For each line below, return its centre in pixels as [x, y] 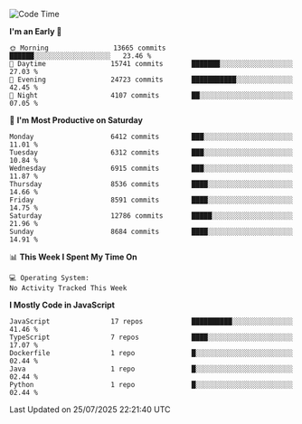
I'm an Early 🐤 [36, 31]
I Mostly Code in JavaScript [62, 305]
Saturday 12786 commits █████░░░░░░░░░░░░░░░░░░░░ [151, 216]
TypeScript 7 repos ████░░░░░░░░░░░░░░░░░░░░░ [151, 337]
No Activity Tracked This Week [68, 288]
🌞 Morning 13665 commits [88, 48]
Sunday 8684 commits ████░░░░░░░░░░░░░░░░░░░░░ [151, 231]
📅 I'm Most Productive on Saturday [76, 120]
